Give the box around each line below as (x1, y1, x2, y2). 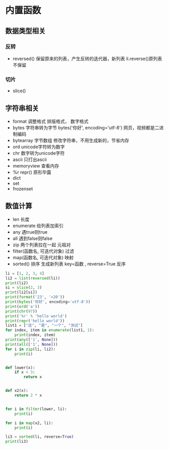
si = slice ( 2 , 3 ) (5, 285, 42, 290)
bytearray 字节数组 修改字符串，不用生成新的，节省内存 (12, 137, 129, 143)
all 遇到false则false (12, 235, 52, 241)
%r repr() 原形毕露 (12, 169, 51, 175)
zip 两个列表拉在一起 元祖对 (12, 241, 71, 247)
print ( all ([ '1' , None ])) (5, 342, 58, 347)
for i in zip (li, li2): (5, 347, 56, 352)
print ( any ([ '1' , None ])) (5, 337, 58, 343)
